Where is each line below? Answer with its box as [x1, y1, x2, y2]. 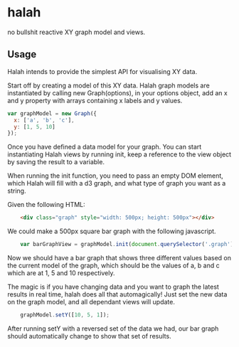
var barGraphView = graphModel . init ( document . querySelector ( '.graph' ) [20, 241, 234, 248]
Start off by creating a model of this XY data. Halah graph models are [7, 81, 210, 90]
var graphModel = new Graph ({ [7, 110, 97, 117]
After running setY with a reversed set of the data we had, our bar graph [7, 324, 219, 333]
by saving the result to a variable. [7, 158, 105, 166]
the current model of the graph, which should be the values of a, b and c [7, 261, 220, 269]
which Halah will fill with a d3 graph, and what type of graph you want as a [7, 179, 226, 188]
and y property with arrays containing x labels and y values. [7, 96, 183, 105]
